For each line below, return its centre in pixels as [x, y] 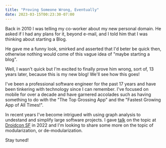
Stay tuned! [17, 140]
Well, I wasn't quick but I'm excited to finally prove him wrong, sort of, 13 [80, 69]
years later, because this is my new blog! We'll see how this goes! [73, 74]
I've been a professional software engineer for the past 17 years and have [81, 84]
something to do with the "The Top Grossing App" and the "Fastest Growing [83, 99]
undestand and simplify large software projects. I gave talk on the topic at [81, 120]
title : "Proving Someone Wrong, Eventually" [52, 10]
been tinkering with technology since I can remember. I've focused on [77, 89]
